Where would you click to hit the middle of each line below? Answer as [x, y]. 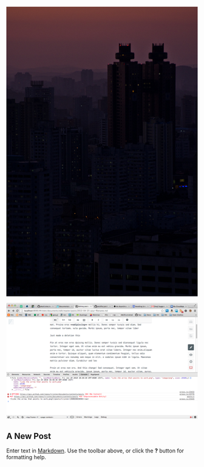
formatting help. [26, 457]
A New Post [29, 436]
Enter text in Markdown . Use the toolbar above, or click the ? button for [95, 451]
